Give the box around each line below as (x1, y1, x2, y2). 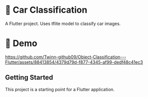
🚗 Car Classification (5, 4, 87, 16)
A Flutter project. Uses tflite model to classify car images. (5, 21, 121, 26)
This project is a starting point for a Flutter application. (5, 86, 115, 92)
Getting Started (5, 73, 53, 82)
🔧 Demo (5, 38, 38, 49)
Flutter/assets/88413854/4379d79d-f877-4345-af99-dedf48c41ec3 (5, 59, 143, 65)
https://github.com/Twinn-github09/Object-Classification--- (5, 54, 126, 60)
